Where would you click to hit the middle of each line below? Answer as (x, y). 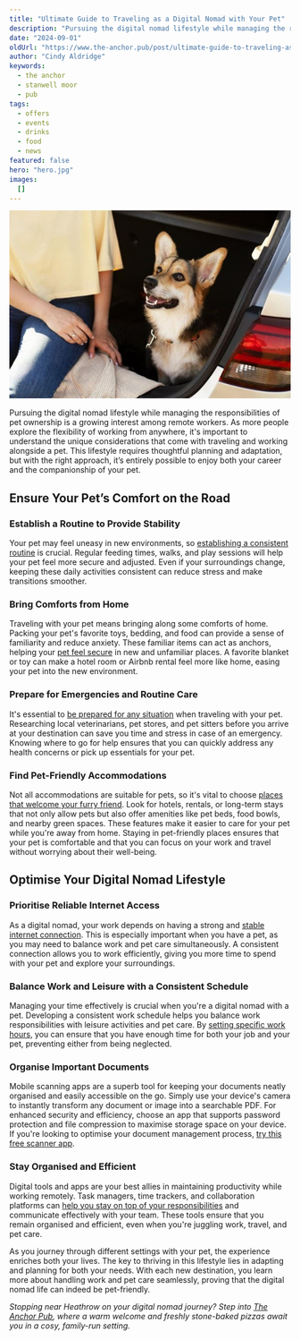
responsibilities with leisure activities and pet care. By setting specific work (147, 1024)
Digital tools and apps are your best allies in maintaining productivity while (146, 1186)
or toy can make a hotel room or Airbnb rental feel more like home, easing (145, 661)
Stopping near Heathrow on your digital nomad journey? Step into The (138, 1306)
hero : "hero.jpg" (42, 170)
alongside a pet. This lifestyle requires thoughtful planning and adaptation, (146, 451)
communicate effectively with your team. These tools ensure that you (137, 1215)
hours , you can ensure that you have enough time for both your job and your (150, 1034)
